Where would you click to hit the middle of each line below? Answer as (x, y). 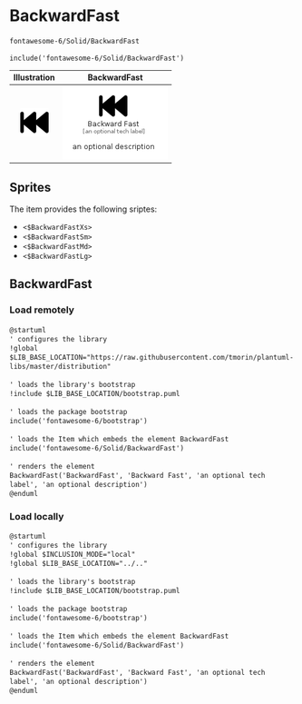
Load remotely (42, 310)
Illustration (34, 77)
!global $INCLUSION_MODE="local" (73, 554)
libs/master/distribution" (60, 366)
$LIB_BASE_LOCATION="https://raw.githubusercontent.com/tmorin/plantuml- (152, 357)
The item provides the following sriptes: (83, 209)
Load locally (37, 516)
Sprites (30, 187)
